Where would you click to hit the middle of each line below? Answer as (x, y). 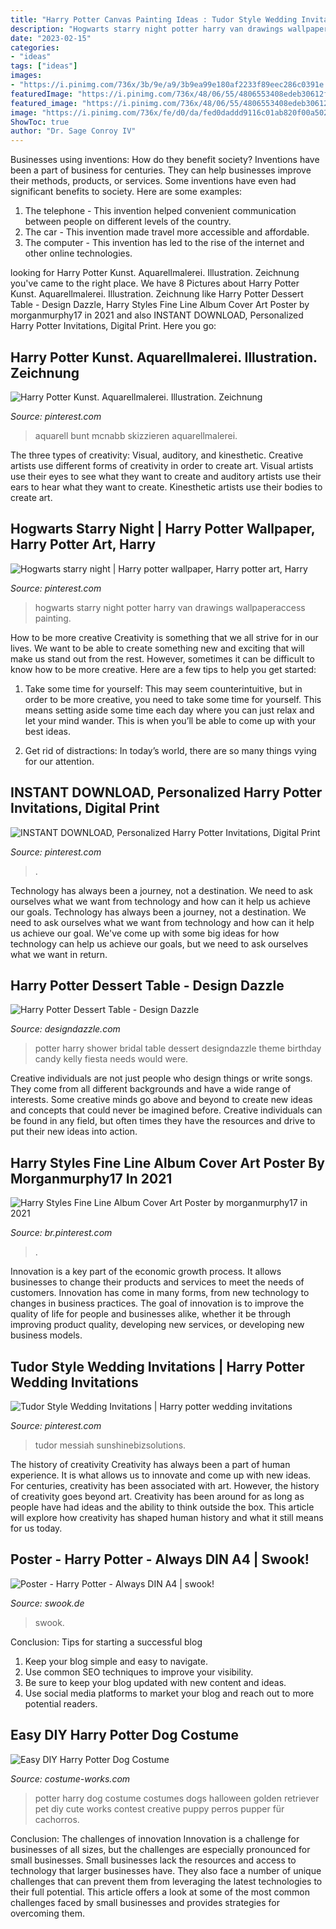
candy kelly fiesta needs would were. (111, 1059)
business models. (46, 1335)
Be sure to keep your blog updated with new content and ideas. (155, 1682)
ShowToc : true (40, 122)
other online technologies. (78, 253)
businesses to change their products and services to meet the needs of (157, 1282)
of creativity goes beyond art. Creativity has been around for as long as (157, 1496)
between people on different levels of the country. (128, 222)
